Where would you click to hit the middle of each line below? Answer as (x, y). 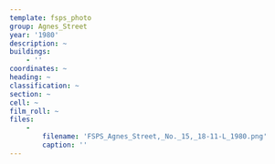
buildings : (30, 52)
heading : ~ (30, 77)
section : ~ (30, 94)
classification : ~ (44, 86)
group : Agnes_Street (49, 26)
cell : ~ (24, 102)
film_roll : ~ (34, 111)
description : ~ (38, 43)
